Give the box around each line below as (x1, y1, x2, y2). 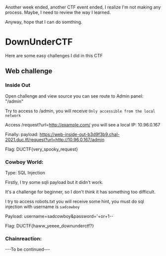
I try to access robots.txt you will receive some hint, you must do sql (5, 198, 145, 204)
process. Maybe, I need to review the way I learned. (5, 9, 111, 15)
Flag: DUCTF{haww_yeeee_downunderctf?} (5, 222, 94, 229)
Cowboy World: (5, 158, 44, 165)
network (5, 113, 21, 118)
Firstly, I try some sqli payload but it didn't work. (5, 179, 104, 185)
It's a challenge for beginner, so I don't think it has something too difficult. (5, 189, 156, 195)
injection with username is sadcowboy (5, 204, 80, 210)
